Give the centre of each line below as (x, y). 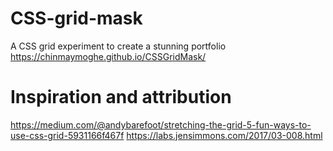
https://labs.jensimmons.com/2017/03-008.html (224, 135)
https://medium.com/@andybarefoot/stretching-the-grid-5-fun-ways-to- (161, 124)
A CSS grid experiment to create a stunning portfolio (118, 46)
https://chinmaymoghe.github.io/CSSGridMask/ (108, 56)
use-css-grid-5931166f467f (67, 135)
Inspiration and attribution (121, 97)
